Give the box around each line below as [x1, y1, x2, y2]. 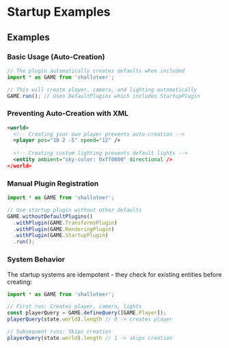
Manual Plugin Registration [7, 179, 99, 188]
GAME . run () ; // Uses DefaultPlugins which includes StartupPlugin [7, 92, 200, 99]
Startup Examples [7, 4, 111, 20]
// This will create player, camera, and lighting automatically [7, 86, 197, 93]
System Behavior [7, 255, 66, 264]
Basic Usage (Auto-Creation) [7, 52, 105, 62]
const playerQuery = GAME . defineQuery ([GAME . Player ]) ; [7, 310, 167, 316]
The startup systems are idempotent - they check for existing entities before [7, 270, 222, 278]
